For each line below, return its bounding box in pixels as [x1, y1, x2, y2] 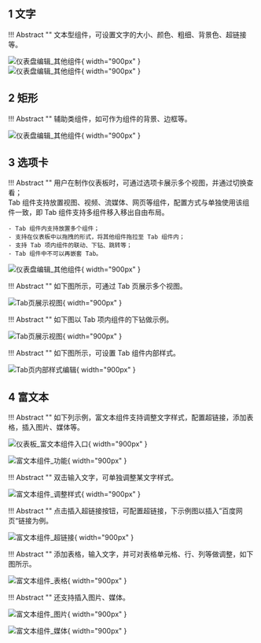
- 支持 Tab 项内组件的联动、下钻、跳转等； [8, 242, 133, 249]
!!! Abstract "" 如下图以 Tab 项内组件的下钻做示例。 [8, 315, 174, 324]
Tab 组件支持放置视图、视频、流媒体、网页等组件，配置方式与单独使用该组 [8, 198, 250, 207]
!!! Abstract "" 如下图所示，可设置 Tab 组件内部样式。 [8, 349, 181, 358]
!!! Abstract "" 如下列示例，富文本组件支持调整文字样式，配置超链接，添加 [8, 412, 247, 423]
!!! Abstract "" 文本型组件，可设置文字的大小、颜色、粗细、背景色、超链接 [8, 30, 247, 39]
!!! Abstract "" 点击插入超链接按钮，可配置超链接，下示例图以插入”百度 [8, 506, 237, 516]
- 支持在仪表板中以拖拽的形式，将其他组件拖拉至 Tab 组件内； [8, 233, 186, 242]
